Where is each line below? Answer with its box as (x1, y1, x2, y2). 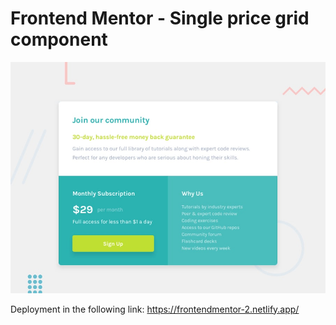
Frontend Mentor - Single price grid (10, 7, 310, 30)
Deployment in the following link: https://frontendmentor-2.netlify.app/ (10, 303, 300, 315)
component (10, 28, 108, 51)
